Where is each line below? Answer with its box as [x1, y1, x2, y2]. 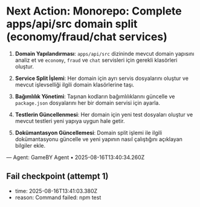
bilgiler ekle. [15, 142, 46, 149]
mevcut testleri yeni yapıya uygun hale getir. [15, 117, 125, 125]
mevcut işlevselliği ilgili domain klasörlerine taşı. [15, 80, 135, 88]
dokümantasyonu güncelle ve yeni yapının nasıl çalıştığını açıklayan [15, 135, 183, 143]
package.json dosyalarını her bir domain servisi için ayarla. [15, 99, 160, 107]
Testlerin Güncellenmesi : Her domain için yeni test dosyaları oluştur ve [15, 111, 193, 118]
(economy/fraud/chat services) [6, 30, 167, 44]
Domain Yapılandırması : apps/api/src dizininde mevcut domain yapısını [15, 50, 195, 57]
